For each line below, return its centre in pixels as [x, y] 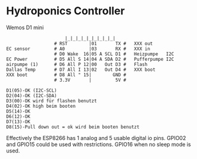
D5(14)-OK [18, 111]
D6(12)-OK [18, 116]
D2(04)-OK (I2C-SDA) [32, 96]
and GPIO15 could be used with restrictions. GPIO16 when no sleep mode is [99, 144]
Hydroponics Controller [65, 11]
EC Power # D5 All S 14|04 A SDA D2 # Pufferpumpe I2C [90, 59]
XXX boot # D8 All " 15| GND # [66, 75]
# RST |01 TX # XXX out [103, 43]
